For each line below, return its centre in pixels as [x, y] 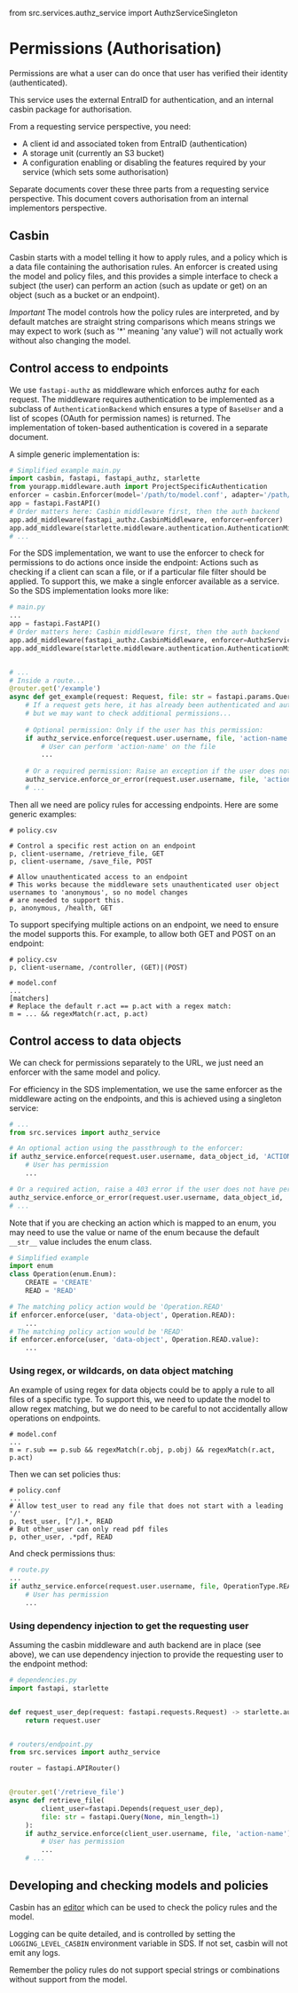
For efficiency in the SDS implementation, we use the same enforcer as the [146, 1089]
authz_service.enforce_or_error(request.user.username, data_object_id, [146, 1197]
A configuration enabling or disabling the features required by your [144, 162]
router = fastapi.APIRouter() [65, 1768]
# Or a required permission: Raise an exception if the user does [150, 771]
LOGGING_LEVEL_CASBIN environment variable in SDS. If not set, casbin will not [149, 1943]
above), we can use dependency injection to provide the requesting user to [146, 1655]
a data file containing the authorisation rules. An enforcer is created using [144, 266]
